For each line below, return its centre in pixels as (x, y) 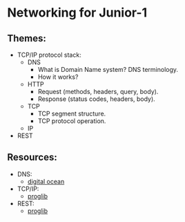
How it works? (58, 77)
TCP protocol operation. (72, 121)
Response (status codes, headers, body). (96, 99)
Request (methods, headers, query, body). (98, 92)
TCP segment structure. (72, 113)
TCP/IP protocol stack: (49, 55)
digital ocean (46, 181)
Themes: (27, 38)
